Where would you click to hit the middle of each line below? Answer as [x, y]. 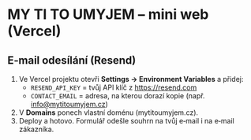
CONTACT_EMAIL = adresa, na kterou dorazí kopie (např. [118, 96]
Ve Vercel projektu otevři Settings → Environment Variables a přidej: [131, 79]
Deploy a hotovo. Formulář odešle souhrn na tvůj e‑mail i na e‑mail [126, 121]
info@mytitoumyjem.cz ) [69, 104]
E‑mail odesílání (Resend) [72, 60]
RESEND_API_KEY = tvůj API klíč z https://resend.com [114, 87]
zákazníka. [36, 129]
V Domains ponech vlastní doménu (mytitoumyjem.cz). [109, 112]
